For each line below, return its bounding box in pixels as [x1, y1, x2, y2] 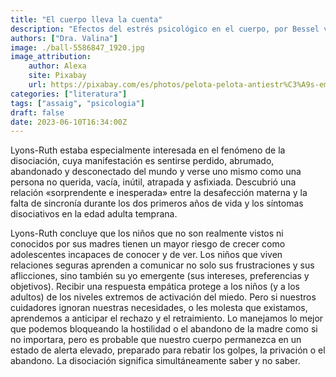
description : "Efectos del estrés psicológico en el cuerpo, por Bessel [10, 24, 320, 34]
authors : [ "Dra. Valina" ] [10, 33, 118, 43]
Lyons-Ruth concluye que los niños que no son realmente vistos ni [10, 227, 284, 240]
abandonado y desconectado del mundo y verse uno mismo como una [10, 166, 302, 178]
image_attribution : [10, 52, 92, 62]
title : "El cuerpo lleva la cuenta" [10, 14, 163, 25]
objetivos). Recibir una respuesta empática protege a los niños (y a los [10, 281, 300, 293]
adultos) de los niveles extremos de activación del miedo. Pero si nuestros [10, 291, 317, 303]
